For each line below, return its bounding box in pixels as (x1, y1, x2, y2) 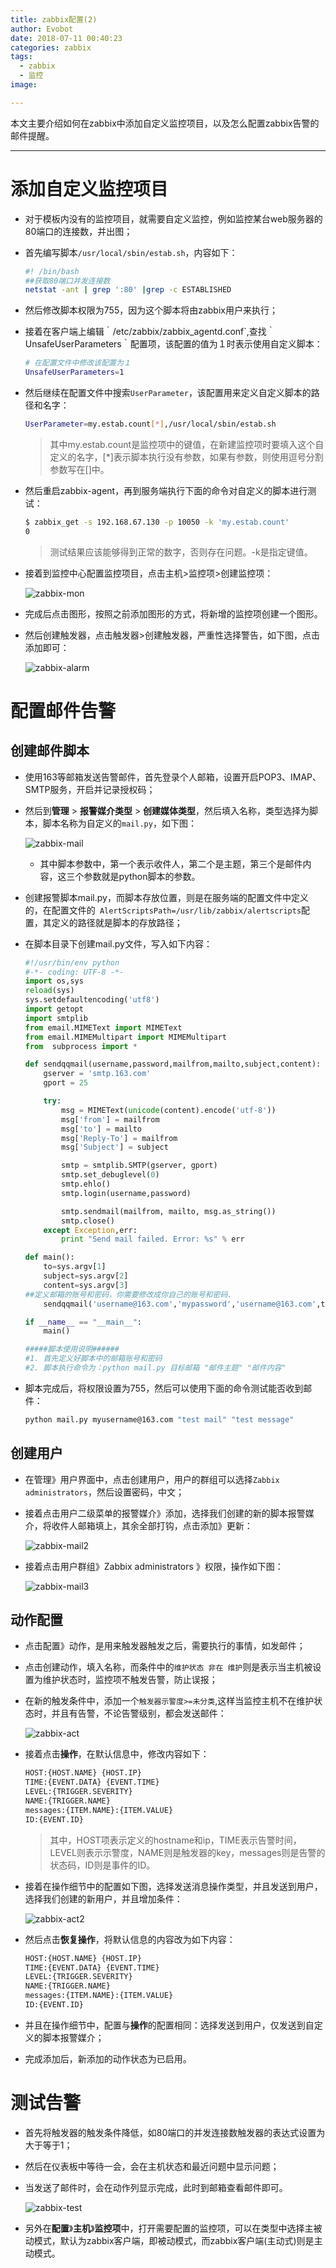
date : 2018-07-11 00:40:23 (10, 33, 123, 43)
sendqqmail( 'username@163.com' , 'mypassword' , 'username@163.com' (43, 1299, 317, 1309)
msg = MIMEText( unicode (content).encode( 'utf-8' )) (61, 1105, 277, 1115)
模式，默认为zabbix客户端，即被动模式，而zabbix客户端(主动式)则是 (33, 2234, 315, 2246)
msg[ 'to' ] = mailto (61, 1124, 142, 1134)
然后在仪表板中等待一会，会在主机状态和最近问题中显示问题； (24, 2160, 280, 2172)
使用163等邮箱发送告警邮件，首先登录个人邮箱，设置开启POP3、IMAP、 (24, 771, 322, 783)
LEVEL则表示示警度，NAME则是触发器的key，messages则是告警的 (49, 1846, 326, 1858)
